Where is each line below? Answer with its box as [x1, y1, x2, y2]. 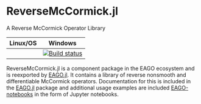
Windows [48, 38, 77, 47]
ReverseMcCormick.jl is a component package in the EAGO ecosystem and [6, 64, 195, 72]
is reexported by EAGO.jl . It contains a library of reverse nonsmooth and [6, 71, 187, 78]
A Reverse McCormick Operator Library [6, 24, 105, 32]
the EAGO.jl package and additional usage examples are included [6, 84, 170, 91]
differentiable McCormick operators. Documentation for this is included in [6, 77, 191, 85]
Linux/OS [9, 38, 37, 47]
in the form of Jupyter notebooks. [34, 90, 119, 98]
